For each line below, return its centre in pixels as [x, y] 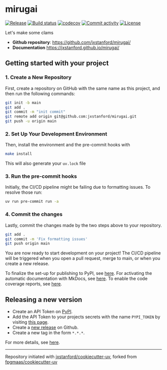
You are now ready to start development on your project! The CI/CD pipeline [83, 253]
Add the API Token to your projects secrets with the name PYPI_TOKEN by [86, 317]
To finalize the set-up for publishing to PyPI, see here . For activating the [79, 273]
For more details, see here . [33, 343]
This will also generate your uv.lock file [45, 163]
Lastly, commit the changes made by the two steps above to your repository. [83, 225]
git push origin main [28, 244]
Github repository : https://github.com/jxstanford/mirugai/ [71, 42]
